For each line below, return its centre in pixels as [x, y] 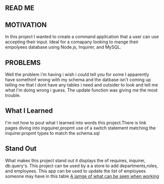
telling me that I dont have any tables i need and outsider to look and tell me [82, 85]
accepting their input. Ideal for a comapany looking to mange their [72, 42]
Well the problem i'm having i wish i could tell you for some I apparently [77, 75]
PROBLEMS [23, 63]
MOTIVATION [26, 25]
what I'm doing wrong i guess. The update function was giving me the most [82, 90]
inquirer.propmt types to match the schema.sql [52, 133]
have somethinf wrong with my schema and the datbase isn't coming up [78, 80]
